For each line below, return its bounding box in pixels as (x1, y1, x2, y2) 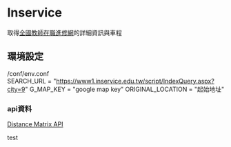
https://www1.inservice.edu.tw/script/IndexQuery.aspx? (56, 77, 215, 85)
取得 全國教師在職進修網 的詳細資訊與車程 (7, 28, 122, 37)
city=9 (7, 85, 26, 93)
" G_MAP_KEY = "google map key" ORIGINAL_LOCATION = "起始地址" (25, 85, 225, 93)
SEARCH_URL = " (7, 77, 57, 85)
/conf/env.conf (7, 69, 50, 77)
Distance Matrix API (7, 120, 63, 128)
